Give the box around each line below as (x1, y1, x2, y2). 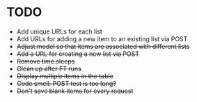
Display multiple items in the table (16, 71, 114, 80)
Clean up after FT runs (16, 64, 81, 73)
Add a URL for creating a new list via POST (16, 50, 140, 58)
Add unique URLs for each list (16, 27, 102, 36)
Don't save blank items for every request (16, 87, 134, 95)
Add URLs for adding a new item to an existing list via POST (16, 34, 188, 43)
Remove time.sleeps (16, 57, 75, 65)
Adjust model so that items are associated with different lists (16, 42, 190, 50)
